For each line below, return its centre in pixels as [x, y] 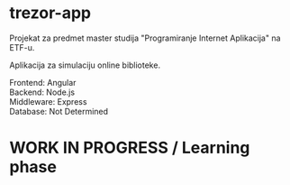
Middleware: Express [48, 101]
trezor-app [50, 13]
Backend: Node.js [42, 92]
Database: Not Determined [59, 111]
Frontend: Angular [43, 82]
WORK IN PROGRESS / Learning [130, 148]
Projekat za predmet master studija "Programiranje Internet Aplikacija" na [145, 38]
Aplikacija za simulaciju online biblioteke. [85, 65]
